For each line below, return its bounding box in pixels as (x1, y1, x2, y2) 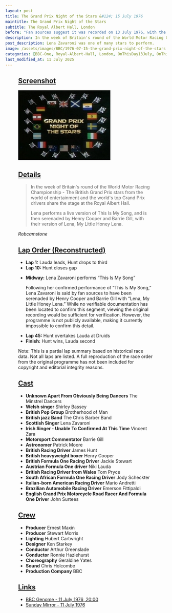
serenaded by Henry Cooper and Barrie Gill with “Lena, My (25, 295, 150, 302)
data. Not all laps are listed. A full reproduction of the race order (18, 353, 153, 360)
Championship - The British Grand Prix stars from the (30, 189, 143, 196)
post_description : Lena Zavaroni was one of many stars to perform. (5, 41, 155, 46)
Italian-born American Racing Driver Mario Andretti (25, 479, 136, 486)
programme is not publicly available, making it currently (25, 317, 143, 323)
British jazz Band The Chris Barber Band (25, 414, 112, 420)
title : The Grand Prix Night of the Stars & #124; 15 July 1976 (5, 13, 143, 19)
